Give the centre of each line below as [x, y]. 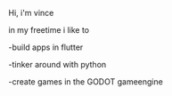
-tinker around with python [57, 64]
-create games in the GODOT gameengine [86, 82]
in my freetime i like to [49, 30]
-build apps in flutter [46, 47]
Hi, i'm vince [31, 13]
